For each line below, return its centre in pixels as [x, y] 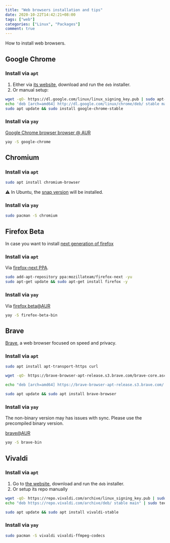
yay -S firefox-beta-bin [31, 315]
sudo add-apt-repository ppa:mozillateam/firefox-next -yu [69, 277]
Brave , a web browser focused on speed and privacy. [61, 343]
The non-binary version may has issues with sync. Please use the [74, 418]
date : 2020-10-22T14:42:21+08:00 [40, 15]
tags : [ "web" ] [20, 19]
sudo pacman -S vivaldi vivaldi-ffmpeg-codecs [55, 535]
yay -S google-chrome [28, 142]
